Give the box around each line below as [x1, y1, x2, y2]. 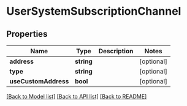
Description [98, 47, 134, 55]
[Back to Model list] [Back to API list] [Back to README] [6, 93, 147, 100]
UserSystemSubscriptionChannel [6, 4, 181, 18]
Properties [6, 29, 48, 39]
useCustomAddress [9, 77, 69, 85]
